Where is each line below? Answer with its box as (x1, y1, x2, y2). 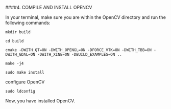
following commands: (5, 20, 51, 26)
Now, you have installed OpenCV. (5, 98, 76, 104)
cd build (5, 38, 24, 43)
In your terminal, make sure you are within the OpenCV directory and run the (5, 14, 166, 20)
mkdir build (5, 30, 31, 35)
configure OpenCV (5, 79, 45, 85)
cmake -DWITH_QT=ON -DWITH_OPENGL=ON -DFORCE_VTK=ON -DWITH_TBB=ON (5, 48, 152, 53)
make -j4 (5, 61, 24, 66)
